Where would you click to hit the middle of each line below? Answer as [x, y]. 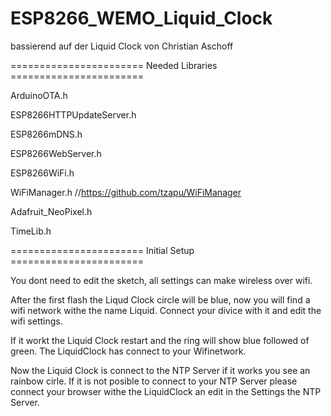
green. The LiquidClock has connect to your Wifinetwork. [128, 351]
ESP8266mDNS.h [46, 134]
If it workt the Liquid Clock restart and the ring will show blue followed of [160, 340]
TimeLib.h [31, 231]
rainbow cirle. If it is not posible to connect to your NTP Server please [154, 381]
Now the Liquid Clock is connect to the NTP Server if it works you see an [160, 370]
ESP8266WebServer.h [56, 153]
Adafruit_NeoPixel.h [51, 211]
